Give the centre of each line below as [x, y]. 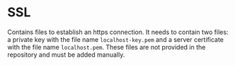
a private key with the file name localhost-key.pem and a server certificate [116, 39]
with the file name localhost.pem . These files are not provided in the [107, 47]
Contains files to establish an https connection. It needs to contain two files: [118, 32]
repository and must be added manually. [66, 55]
